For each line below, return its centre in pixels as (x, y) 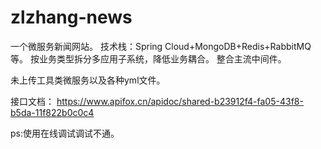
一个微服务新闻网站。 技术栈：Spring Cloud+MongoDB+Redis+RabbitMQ (161, 46)
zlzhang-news (71, 17)
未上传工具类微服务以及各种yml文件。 (88, 80)
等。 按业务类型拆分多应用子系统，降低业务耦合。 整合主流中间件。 (148, 58)
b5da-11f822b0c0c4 (52, 112)
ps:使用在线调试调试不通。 (65, 133)
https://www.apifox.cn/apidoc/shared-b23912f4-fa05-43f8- (180, 101)
